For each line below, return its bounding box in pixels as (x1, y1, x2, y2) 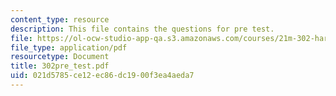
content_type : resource (10, 14, 110, 25)
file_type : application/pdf (10, 42, 128, 53)
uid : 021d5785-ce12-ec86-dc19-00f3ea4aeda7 (10, 71, 195, 81)
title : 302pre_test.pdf (10, 61, 110, 71)
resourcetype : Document (10, 52, 110, 62)
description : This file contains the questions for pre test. (10, 24, 275, 34)
